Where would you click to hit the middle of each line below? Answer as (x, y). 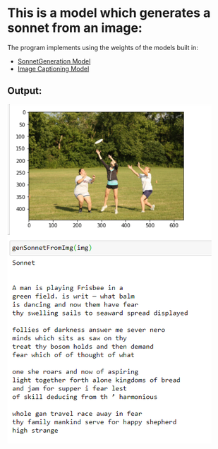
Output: (25, 91)
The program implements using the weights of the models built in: (103, 47)
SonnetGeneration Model (54, 61)
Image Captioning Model (53, 68)
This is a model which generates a (109, 13)
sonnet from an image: (75, 28)
